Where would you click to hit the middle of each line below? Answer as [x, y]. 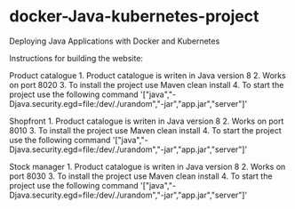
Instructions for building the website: [76, 58]
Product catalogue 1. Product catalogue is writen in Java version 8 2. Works [147, 75]
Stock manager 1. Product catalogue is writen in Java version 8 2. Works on [147, 166]
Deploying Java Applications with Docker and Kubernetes [115, 41]
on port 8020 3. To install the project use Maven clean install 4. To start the [147, 84]
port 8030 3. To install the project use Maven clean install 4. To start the [141, 176]
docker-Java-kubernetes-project [134, 16]
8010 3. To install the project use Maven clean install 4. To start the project [145, 130]
